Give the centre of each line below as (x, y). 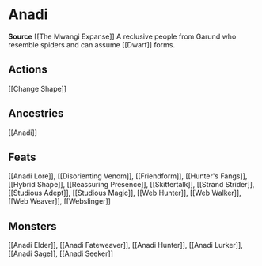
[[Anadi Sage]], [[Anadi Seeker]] (61, 253)
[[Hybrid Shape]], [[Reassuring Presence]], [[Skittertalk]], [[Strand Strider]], (131, 185)
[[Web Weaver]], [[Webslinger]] (59, 201)
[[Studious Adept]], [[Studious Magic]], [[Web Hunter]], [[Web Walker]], (125, 193)
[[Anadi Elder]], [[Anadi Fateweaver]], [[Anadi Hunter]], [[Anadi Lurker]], (125, 245)
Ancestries (36, 113)
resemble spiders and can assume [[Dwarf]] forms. (92, 44)
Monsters (32, 226)
